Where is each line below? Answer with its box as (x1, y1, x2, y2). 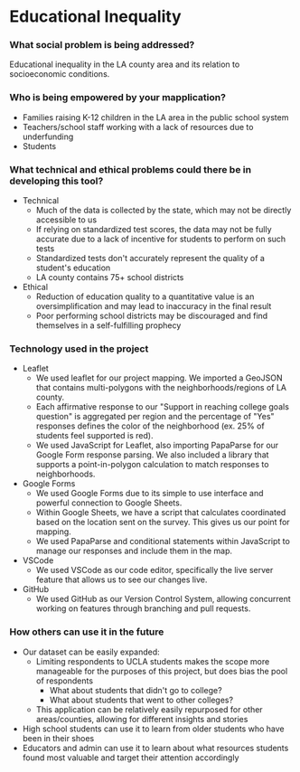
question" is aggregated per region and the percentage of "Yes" (35, 411, 275, 422)
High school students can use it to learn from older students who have (22, 723, 285, 734)
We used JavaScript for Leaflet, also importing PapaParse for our (35, 440, 279, 451)
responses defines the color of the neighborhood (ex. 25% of (35, 420, 265, 431)
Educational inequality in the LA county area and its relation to (9, 59, 240, 70)
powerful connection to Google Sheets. (35, 497, 183, 508)
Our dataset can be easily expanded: (22, 646, 160, 657)
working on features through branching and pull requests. (35, 603, 251, 614)
